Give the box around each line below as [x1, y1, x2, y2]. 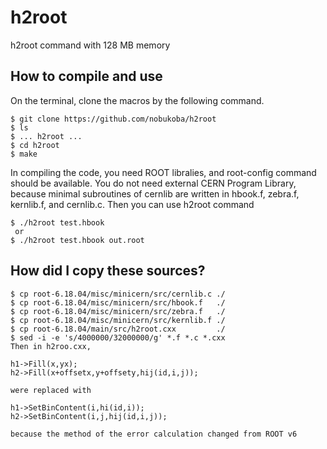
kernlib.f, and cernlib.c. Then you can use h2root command [10, 198, 255, 210]
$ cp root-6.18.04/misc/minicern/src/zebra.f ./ [10, 306, 226, 316]
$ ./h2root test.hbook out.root [10, 235, 145, 245]
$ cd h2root [10, 140, 60, 150]
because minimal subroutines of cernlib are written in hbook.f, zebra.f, [10, 187, 300, 200]
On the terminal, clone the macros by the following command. [10, 94, 265, 106]
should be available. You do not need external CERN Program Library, [10, 177, 297, 189]
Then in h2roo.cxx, [10, 341, 92, 351]
